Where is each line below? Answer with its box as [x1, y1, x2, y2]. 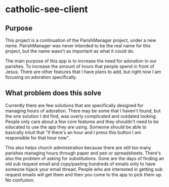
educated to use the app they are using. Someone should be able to [5, 123, 147, 130]
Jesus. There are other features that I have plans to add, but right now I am [5, 69, 161, 75]
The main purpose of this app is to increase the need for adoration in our [5, 58, 157, 64]
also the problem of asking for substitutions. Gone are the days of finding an [5, 155, 164, 161]
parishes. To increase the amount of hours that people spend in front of [5, 64, 154, 69]
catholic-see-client [5, 4, 88, 15]
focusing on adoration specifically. [5, 74, 77, 80]
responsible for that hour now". [5, 135, 70, 141]
